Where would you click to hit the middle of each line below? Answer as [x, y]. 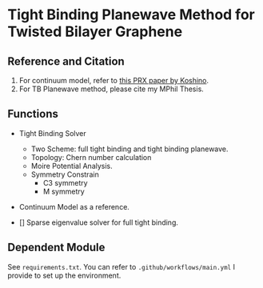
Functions [33, 114]
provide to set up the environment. [64, 275]
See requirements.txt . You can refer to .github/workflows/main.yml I [121, 266]
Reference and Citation [66, 61]
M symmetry [64, 191]
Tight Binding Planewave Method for [131, 15]
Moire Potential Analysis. [72, 166]
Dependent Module [56, 248]
